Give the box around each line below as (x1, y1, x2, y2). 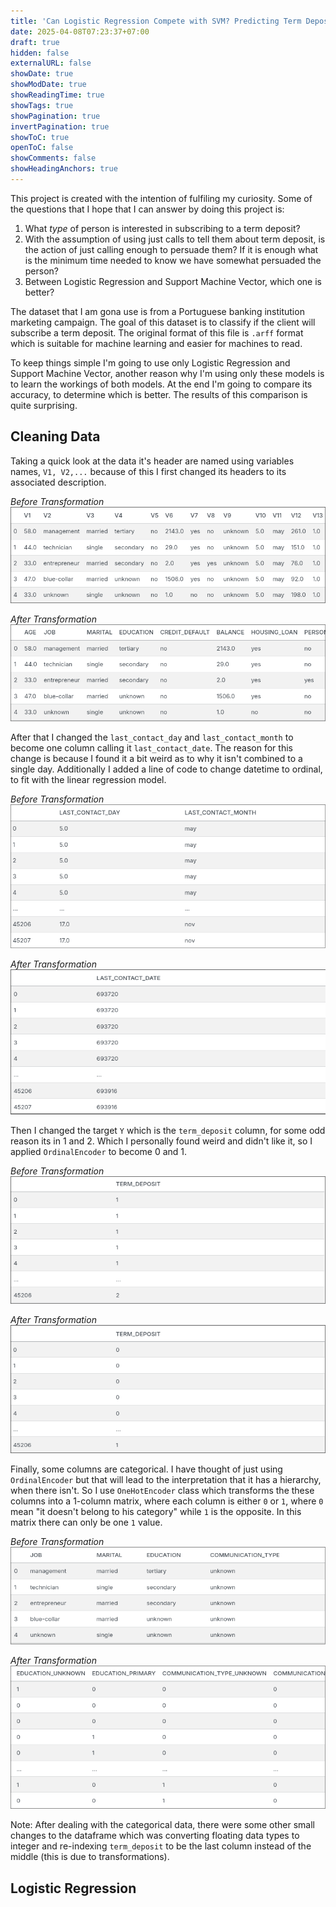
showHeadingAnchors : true (10, 164, 118, 174)
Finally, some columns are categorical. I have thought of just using (10, 1463, 283, 1475)
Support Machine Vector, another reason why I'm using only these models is (10, 367, 325, 379)
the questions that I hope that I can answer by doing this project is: (10, 203, 285, 215)
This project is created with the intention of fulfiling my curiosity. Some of (10, 192, 313, 204)
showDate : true (10, 69, 74, 79)
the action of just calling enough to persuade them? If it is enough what (24, 243, 319, 255)
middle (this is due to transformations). (10, 1851, 170, 1863)
